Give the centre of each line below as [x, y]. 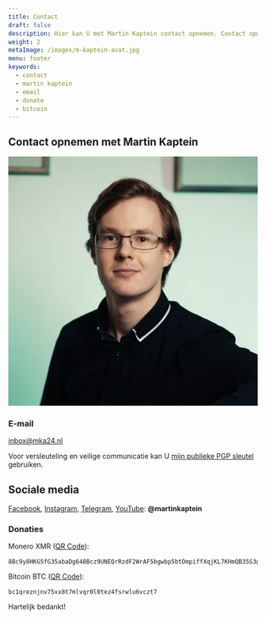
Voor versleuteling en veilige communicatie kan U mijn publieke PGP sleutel [131, 457]
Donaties [26, 529]
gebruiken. [26, 464]
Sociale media [44, 489]
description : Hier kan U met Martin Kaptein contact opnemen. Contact [127, 33]
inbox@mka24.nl [36, 441]
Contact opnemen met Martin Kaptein [103, 141]
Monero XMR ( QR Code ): [49, 546]
